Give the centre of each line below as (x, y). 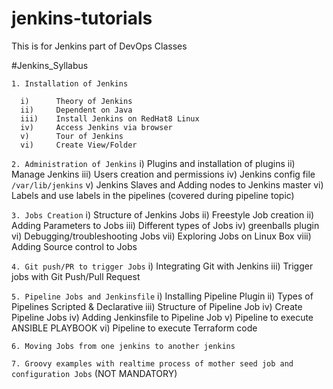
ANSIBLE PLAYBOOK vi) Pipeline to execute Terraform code (134, 328)
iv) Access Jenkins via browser (96, 127)
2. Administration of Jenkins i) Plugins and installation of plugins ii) (153, 163)
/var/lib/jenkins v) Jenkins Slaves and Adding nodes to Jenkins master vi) (167, 184)
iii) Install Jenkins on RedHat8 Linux (110, 118)
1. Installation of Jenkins (70, 83)
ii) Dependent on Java (76, 110)
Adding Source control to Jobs (74, 246)
